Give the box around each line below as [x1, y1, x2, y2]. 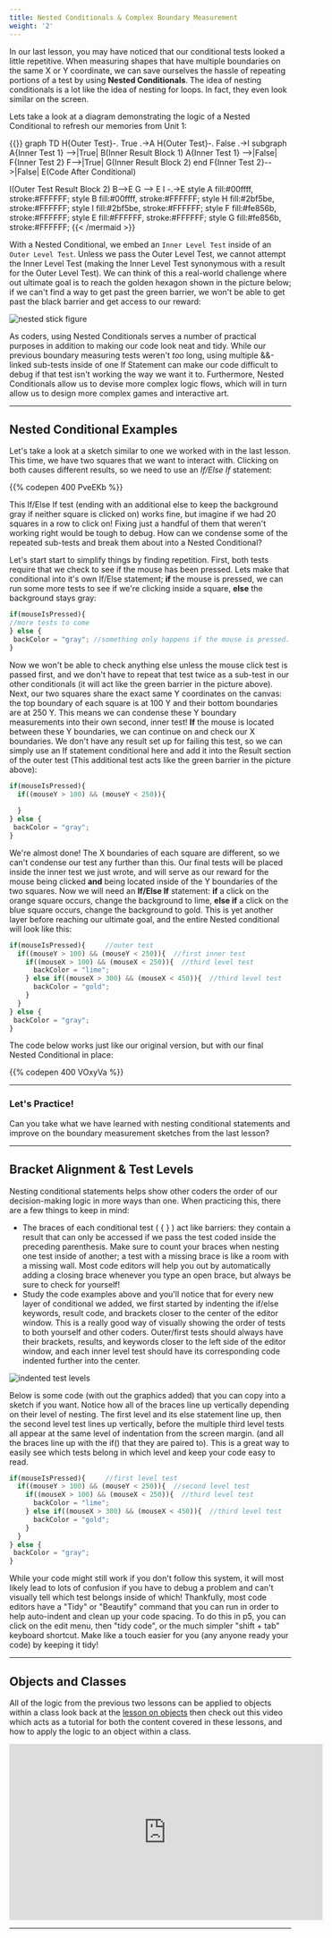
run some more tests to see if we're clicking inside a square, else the [9, 583, 264, 594]
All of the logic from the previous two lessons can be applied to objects [9, 1697, 272, 1708]
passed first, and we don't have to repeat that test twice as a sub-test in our [9, 668, 289, 680]
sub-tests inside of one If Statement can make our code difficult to [33, 359, 279, 370]
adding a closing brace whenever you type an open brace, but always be [21, 1270, 292, 1280]
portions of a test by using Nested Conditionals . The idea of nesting [9, 74, 262, 85]
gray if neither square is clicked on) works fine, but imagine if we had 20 [9, 509, 277, 520]
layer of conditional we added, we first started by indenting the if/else [21, 1298, 279, 1309]
